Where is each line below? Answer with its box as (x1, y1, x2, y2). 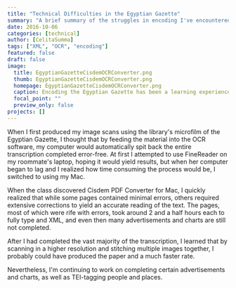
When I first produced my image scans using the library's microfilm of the (7, 127, 221, 136)
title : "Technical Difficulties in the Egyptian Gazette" (7, 10, 181, 18)
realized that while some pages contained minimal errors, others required (7, 193, 220, 202)
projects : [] (7, 108, 46, 115)
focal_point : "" (13, 96, 61, 103)
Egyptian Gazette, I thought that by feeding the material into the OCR (7, 135, 206, 143)
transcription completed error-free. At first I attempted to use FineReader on (7, 150, 228, 158)
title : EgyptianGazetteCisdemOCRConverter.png (13, 69, 152, 76)
